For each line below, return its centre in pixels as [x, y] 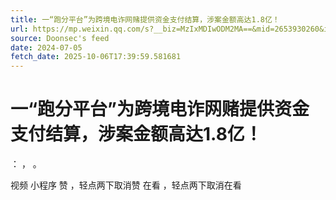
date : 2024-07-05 [46, 47]
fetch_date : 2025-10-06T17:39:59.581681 [96, 57]
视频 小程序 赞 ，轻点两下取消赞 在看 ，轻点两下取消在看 [126, 185]
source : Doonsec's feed [60, 38]
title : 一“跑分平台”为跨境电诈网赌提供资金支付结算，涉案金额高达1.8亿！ [145, 19]
